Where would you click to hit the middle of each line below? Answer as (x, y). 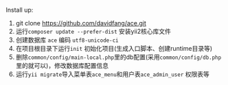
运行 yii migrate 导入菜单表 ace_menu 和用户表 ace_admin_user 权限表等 (112, 74)
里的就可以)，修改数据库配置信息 (62, 65)
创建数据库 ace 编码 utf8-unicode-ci (67, 40)
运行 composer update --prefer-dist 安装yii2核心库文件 (93, 31)
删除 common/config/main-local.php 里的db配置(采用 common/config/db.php (118, 57)
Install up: (20, 10)
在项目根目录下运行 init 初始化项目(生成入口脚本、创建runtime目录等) (114, 48)
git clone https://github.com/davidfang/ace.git (81, 23)
